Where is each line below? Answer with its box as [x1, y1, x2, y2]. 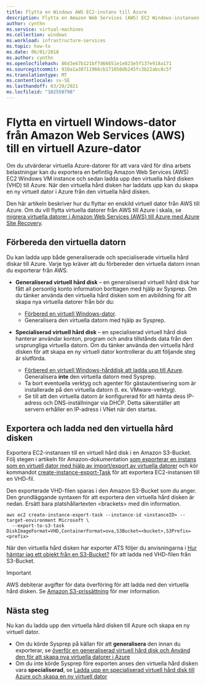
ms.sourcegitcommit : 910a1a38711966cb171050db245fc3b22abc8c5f [6, 66, 172, 72]
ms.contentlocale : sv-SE [6, 77, 70, 84]
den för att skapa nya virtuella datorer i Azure [15, 653, 130, 661]
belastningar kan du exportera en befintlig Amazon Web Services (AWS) [6, 168, 189, 176]
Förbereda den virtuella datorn [6, 237, 126, 248]
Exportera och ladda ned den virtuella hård [6, 423, 173, 434]
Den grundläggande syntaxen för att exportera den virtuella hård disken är [6, 494, 195, 501]
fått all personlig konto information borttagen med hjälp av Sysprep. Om [15, 285, 197, 292]
